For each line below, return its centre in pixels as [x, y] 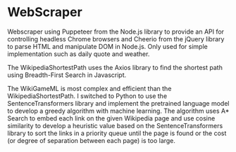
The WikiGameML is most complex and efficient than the [89, 88]
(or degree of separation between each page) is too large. [92, 140]
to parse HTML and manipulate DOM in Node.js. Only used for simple [107, 46]
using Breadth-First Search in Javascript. [67, 75]
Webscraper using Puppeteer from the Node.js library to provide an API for [116, 32]
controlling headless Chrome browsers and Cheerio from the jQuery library [116, 39]
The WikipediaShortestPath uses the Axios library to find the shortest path [115, 67]
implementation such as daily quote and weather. [79, 54]
